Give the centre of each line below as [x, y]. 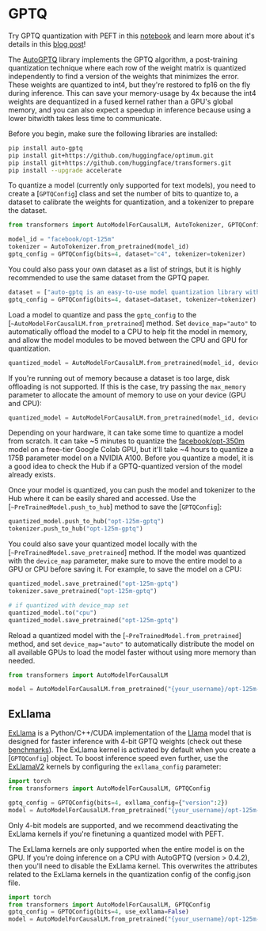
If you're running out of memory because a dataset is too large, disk [119, 378]
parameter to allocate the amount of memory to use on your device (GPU [127, 395]
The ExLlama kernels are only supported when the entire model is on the [127, 849]
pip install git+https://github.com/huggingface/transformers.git [120, 163]
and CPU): [25, 403]
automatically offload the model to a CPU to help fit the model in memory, [128, 331]
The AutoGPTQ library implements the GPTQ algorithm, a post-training [123, 59]
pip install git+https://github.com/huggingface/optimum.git [111, 155]
